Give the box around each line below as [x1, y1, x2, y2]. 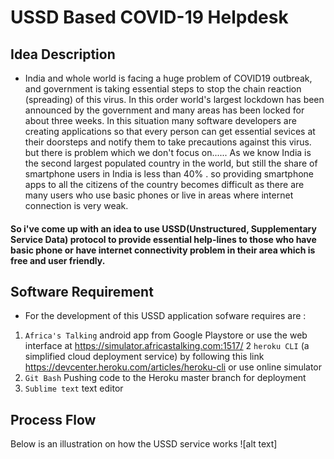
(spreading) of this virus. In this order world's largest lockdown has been [24, 94, 325, 105]
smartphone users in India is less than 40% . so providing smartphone [24, 168, 314, 180]
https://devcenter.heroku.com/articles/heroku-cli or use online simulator [24, 361, 323, 373]
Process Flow [10, 411, 97, 428]
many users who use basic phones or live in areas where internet [24, 189, 294, 201]
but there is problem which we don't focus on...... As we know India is [24, 147, 312, 158]
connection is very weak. [24, 200, 129, 211]
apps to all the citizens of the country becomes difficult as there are [24, 179, 305, 190]
